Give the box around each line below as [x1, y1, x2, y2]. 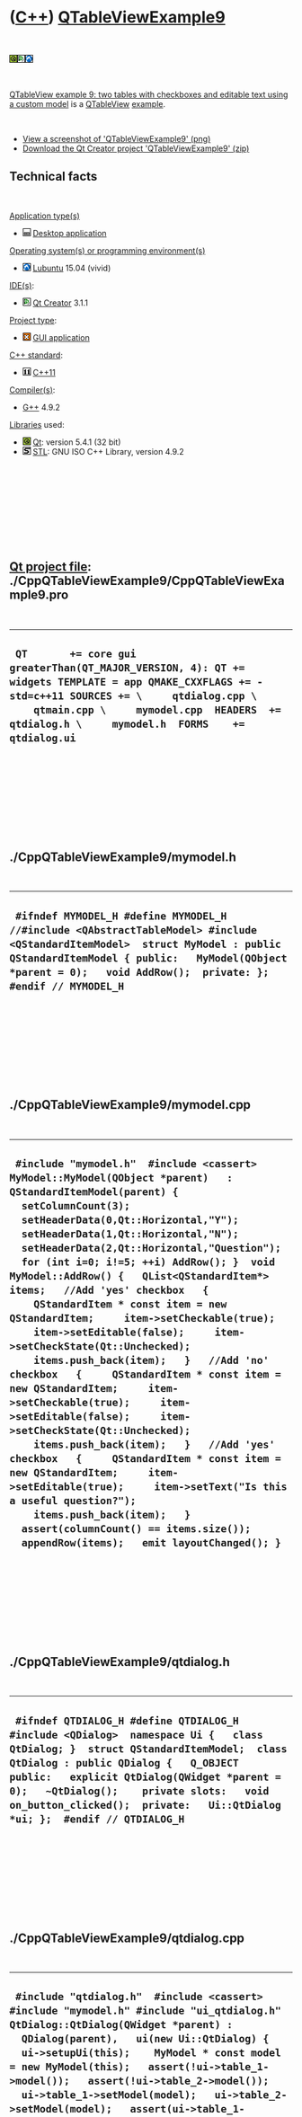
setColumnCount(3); [21, 1200, 130, 1213]
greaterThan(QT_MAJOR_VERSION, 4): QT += [9, 661, 245, 674]
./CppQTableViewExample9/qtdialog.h [9, 1654, 231, 1670]
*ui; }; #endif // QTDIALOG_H [9, 1812, 185, 1825]
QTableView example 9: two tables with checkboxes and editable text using [9, 89, 289, 100]
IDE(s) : [9, 279, 34, 290]
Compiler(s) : [9, 384, 56, 395]
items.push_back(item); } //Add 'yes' [32, 1439, 276, 1451]
